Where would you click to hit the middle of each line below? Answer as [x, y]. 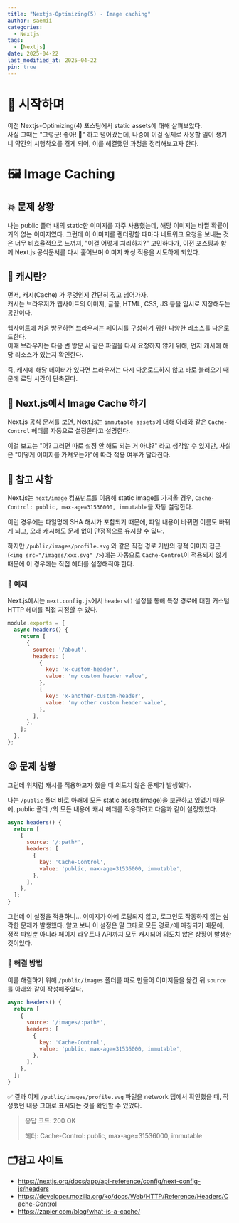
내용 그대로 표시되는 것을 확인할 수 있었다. [84, 1105]
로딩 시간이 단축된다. [49, 379]
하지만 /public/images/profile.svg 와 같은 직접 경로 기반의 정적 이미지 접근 [114, 546]
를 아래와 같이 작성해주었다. [46, 989]
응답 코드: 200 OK [50, 1120]
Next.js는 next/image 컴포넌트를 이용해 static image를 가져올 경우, [101, 498]
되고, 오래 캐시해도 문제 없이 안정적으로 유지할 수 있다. [90, 531]
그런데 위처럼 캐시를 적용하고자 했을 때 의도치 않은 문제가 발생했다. [99, 785]
